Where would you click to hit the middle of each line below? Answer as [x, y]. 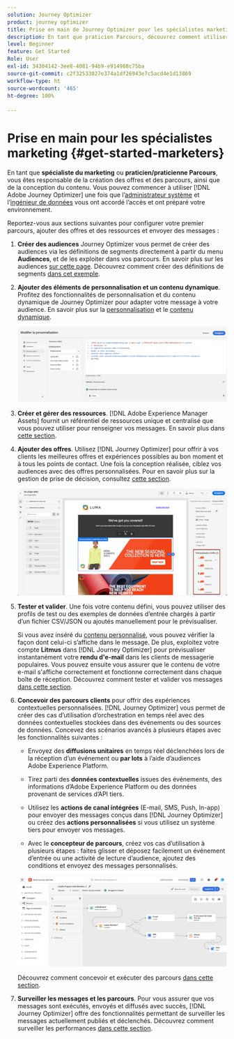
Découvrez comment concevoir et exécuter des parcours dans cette [115, 978]
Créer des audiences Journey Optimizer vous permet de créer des [114, 244]
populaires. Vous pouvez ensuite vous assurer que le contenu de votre [118, 665]
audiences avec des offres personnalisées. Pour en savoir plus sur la [116, 472]
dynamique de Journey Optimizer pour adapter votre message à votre [117, 302]
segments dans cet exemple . [58, 274]
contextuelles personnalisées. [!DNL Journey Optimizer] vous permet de [121, 708]
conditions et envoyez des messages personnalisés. [103, 866]
